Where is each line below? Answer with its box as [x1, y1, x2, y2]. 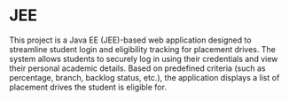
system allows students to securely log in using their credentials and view [9, 53, 278, 64]
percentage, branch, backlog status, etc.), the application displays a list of [9, 72, 280, 82]
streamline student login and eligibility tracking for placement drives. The [9, 43, 277, 54]
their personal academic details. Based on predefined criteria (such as [9, 63, 266, 74]
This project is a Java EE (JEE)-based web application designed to [9, 35, 252, 45]
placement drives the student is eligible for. [9, 82, 167, 92]
